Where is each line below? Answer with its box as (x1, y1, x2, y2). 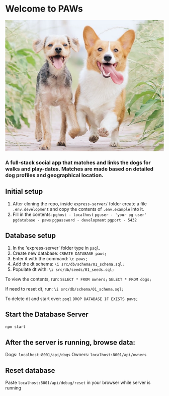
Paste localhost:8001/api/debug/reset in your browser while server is (5, 379, 151, 385)
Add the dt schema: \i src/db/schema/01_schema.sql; (12, 261, 125, 267)
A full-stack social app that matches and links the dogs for (5, 159, 151, 166)
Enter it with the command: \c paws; (12, 255, 88, 261)
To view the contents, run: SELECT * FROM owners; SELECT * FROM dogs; (5, 276, 152, 282)
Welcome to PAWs (5, 3, 83, 15)
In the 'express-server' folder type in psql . (12, 245, 101, 251)
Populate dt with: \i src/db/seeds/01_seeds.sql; (12, 266, 115, 272)
